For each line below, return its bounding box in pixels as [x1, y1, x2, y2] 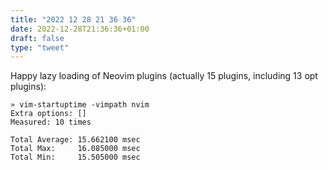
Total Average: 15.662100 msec [10, 135, 141, 145]
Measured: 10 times [10, 117, 92, 128]
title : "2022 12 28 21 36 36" [10, 14, 137, 25]
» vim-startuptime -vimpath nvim [10, 100, 150, 110]
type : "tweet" [10, 42, 70, 53]
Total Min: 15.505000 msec [10, 152, 141, 163]
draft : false [10, 33, 65, 43]
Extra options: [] [10, 109, 87, 119]
